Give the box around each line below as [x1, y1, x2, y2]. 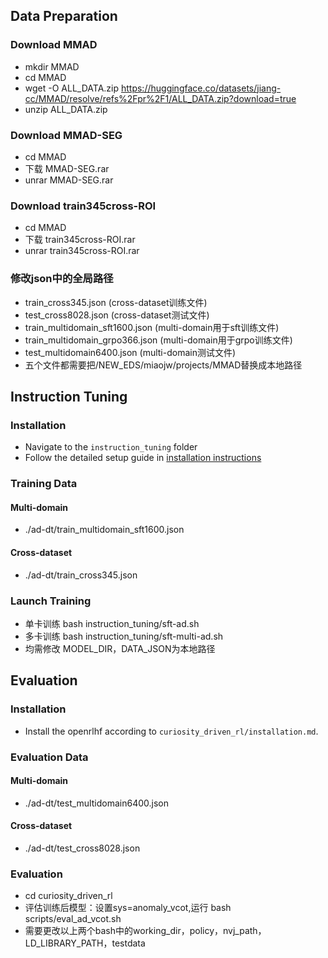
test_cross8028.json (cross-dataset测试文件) [24, 309, 210, 321]
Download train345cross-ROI [10, 199, 157, 213]
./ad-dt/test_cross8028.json [24, 842, 141, 854]
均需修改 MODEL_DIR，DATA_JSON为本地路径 [24, 642, 216, 654]
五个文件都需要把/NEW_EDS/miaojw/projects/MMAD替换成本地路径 [24, 359, 303, 371]
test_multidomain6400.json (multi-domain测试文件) [24, 346, 237, 358]
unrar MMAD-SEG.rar [24, 174, 114, 186]
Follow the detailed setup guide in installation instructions [24, 452, 262, 464]
